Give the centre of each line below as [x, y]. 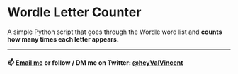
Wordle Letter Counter [74, 12]
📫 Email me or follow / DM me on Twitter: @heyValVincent [95, 62]
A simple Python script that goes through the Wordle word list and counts [115, 32]
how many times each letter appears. [63, 39]
